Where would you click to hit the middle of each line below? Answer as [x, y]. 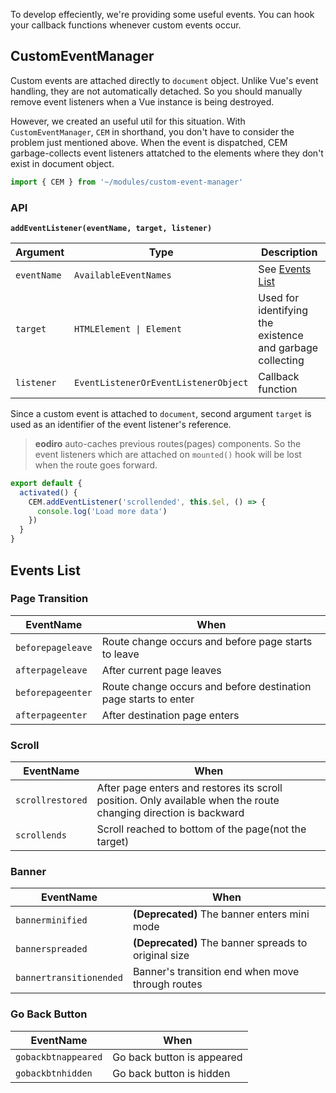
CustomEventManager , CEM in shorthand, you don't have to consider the [152, 131]
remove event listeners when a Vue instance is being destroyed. [142, 101]
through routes [167, 984]
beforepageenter [54, 692]
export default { [46, 483]
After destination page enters [170, 715]
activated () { [48, 492]
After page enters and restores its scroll [189, 788]
